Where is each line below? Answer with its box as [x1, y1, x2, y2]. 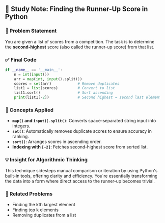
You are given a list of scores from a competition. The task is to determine [5, 38, 155, 44]
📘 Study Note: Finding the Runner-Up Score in [5, 5, 148, 13]
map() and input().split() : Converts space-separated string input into [12, 118, 156, 124]
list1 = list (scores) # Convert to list [14, 86, 115, 91]
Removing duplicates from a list [12, 212, 76, 218]
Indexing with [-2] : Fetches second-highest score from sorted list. [12, 144, 148, 150]
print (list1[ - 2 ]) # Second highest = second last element [14, 95, 162, 100]
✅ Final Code [5, 56, 37, 63]
